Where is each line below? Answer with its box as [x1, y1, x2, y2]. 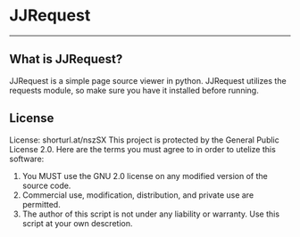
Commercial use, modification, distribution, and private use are [21, 189, 254, 200]
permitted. [21, 199, 61, 209]
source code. [21, 180, 71, 191]
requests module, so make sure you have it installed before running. [9, 85, 259, 95]
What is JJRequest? [9, 52, 123, 67]
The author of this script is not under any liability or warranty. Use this [21, 208, 279, 219]
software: [9, 153, 45, 164]
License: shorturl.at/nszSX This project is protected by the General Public [9, 135, 279, 145]
